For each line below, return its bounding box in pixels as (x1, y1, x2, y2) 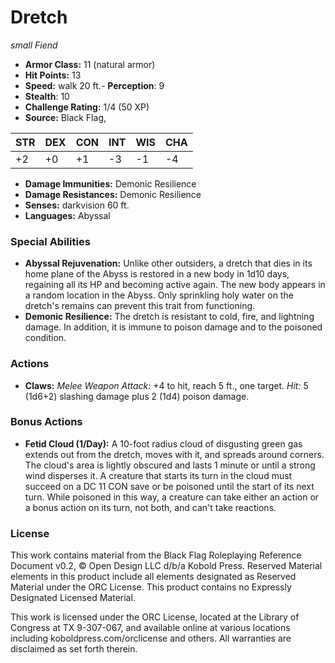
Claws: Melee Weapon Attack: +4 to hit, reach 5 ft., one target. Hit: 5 (24, 379, 309, 391)
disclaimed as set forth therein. (10, 643, 138, 655)
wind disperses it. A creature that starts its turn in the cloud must (24, 469, 293, 481)
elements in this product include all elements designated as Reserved (10, 571, 297, 583)
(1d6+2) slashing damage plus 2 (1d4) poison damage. (24, 390, 250, 402)
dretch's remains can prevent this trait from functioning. (24, 300, 256, 312)
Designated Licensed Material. (10, 592, 136, 604)
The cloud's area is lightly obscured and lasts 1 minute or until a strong (24, 459, 316, 471)
